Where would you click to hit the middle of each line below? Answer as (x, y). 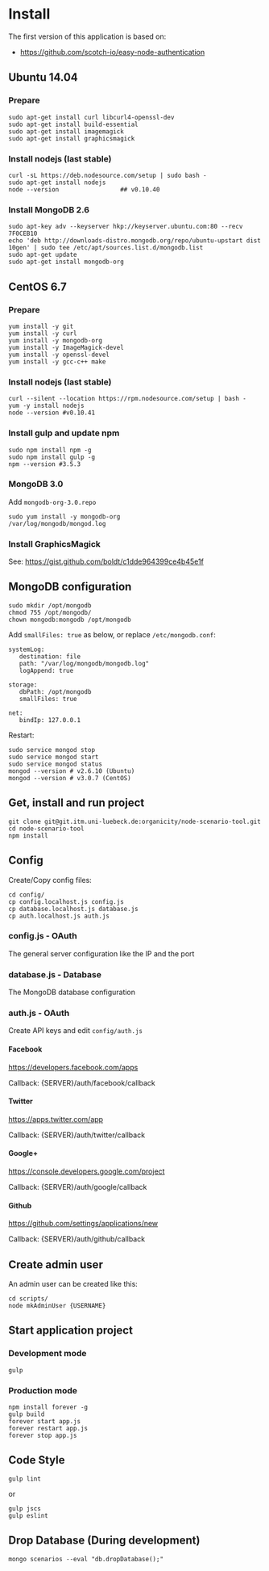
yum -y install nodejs (46, 406)
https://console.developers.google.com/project (87, 1171)
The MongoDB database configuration (72, 992)
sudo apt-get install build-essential (73, 124)
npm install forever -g (48, 1407)
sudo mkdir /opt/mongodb (50, 605)
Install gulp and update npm (64, 433)
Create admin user (56, 1264)
